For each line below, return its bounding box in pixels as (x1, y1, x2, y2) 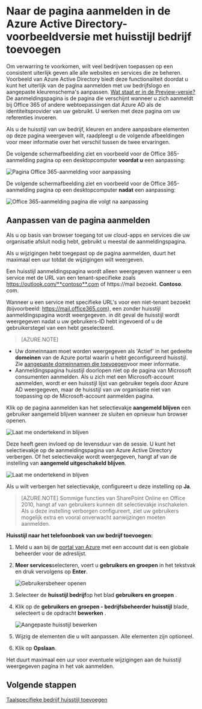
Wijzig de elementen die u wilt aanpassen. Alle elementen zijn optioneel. (14, 632, 194, 640)
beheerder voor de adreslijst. (14, 550, 87, 557)
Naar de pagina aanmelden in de (6, 4, 171, 18)
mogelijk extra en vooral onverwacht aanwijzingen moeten (20, 514, 166, 521)
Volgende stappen (6, 680, 77, 690)
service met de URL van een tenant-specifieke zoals (6, 274, 136, 281)
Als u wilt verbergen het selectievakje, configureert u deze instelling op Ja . (6, 482, 192, 490)
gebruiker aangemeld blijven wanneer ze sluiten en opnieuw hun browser (6, 410, 188, 417)
